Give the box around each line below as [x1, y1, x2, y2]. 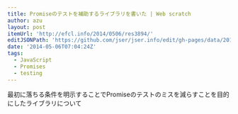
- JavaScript [13, 57, 52, 64]
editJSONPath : [7, 37, 50, 44]
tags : [7, 50, 23, 57]
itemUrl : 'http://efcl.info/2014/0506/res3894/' [7, 30, 154, 38]
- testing [13, 69, 42, 76]
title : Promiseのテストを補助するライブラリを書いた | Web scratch [7, 10, 191, 18]
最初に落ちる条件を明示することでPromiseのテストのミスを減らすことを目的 [7, 90, 229, 98]
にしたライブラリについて [7, 98, 82, 107]
